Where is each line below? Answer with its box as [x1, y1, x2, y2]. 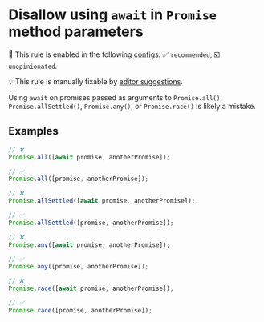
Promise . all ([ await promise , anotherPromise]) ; [8, 153, 171, 161]
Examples [8, 124, 59, 138]
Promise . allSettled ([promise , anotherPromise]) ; [8, 219, 174, 227]
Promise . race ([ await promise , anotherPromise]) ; [8, 284, 174, 293]
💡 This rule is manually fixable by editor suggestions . [8, 76, 183, 86]
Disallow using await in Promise [8, 6, 217, 24]
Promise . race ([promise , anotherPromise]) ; [8, 306, 152, 314]
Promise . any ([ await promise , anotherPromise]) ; [8, 240, 171, 249]
